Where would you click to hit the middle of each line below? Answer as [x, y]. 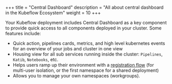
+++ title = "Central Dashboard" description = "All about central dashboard [84, 7]
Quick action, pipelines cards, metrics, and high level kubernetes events [89, 43]
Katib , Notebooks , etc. [35, 60]
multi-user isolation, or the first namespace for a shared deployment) [86, 70]
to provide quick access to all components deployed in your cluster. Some [83, 28]
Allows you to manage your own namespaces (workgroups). [76, 76]
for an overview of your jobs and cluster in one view [68, 49]
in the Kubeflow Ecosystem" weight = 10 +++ [53, 13]
